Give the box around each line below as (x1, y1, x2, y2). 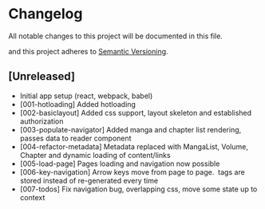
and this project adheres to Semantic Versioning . (8, 46, 169, 56)
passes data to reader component (19, 133, 132, 143)
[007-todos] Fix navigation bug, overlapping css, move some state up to (19, 184, 258, 194)
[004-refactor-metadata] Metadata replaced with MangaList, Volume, (19, 141, 249, 152)
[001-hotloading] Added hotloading (19, 99, 136, 108)
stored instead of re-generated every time (19, 175, 158, 185)
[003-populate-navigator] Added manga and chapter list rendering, (19, 124, 242, 134)
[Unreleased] (8, 69, 76, 84)
